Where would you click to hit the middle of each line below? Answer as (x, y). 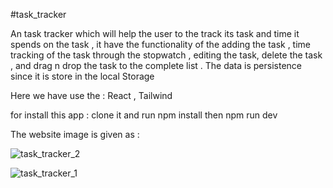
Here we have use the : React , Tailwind (91, 95)
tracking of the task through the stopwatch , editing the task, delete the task (166, 55)
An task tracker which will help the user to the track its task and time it (155, 33)
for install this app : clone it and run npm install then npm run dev (144, 115)
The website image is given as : (75, 134)
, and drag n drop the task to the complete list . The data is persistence (156, 65)
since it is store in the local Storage (82, 76)
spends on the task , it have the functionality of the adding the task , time (161, 44)
